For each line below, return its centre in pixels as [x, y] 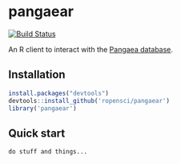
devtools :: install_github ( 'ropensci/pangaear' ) [89, 100]
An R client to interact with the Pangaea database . [91, 49]
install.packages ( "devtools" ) [59, 93]
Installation [37, 75]
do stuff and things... [48, 152]
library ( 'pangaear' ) [43, 108]
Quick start [37, 133]
